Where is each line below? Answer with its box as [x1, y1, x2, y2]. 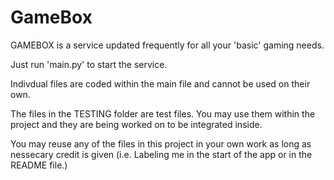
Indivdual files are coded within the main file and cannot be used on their [10, 77, 311, 90]
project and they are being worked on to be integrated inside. [10, 118, 263, 130]
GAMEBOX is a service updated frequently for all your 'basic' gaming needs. [10, 39, 325, 51]
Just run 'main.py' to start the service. [10, 58, 168, 70]
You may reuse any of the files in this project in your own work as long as [10, 137, 312, 150]
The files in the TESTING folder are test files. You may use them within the [10, 107, 316, 120]
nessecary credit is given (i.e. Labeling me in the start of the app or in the [10, 148, 313, 160]
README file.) [10, 159, 68, 171]
